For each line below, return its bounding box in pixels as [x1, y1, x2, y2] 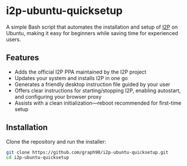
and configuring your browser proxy [14, 93, 102, 100]
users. [6, 36, 22, 43]
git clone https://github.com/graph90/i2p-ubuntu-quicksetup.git [6, 149, 168, 155]
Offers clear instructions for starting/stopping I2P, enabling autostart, [14, 87, 181, 94]
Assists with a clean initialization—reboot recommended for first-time [14, 99, 182, 106]
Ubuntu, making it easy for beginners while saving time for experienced [6, 29, 178, 36]
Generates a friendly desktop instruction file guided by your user [14, 81, 171, 88]
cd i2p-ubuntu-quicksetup [6, 155, 69, 161]
